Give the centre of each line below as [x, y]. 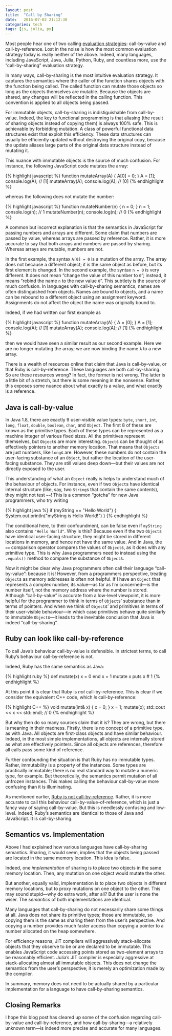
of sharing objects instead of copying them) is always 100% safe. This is [81, 123]
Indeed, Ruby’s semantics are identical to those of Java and [80, 813]
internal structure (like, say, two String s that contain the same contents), [82, 489]
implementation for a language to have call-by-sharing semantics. [75, 989]
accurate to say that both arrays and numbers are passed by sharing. [78, 244]
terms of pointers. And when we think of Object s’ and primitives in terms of [84, 606]
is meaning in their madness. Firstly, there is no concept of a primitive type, [85, 728]
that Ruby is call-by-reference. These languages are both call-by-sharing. [83, 370]
